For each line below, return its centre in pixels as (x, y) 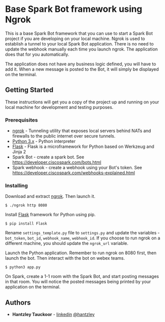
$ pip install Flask (26, 224)
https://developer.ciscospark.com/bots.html (57, 162)
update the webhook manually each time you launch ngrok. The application (82, 49)
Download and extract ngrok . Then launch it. (50, 196)
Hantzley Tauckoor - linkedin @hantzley (53, 315)
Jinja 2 (19, 152)
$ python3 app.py (23, 267)
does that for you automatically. (37, 54)
